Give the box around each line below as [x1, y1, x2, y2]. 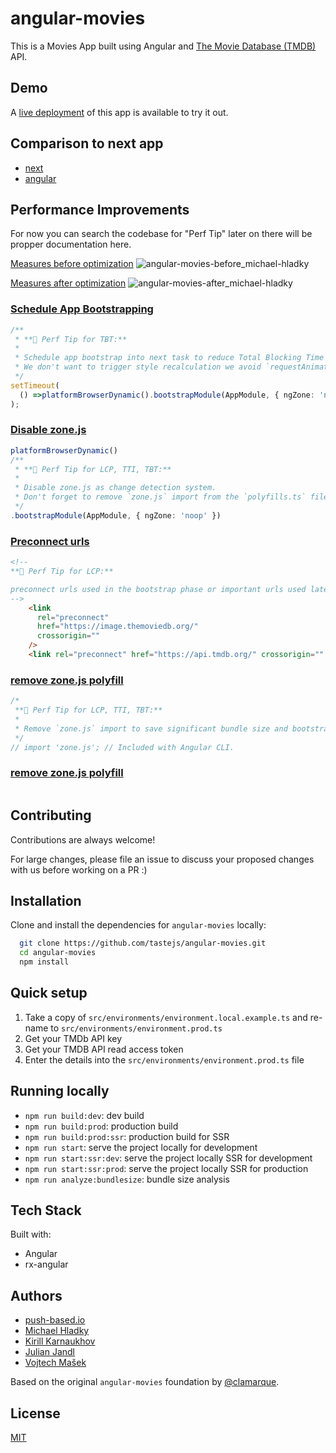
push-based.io [24, 1314, 86, 1326]
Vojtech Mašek [24, 1357, 87, 1369]
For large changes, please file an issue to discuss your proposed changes [10, 853, 315, 865]
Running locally [10, 1083, 110, 1100]
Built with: [10, 1228, 52, 1241]
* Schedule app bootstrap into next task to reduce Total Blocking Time [14, 353, 325, 363]
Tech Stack [10, 1202, 82, 1219]
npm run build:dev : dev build [24, 1109, 145, 1121]
